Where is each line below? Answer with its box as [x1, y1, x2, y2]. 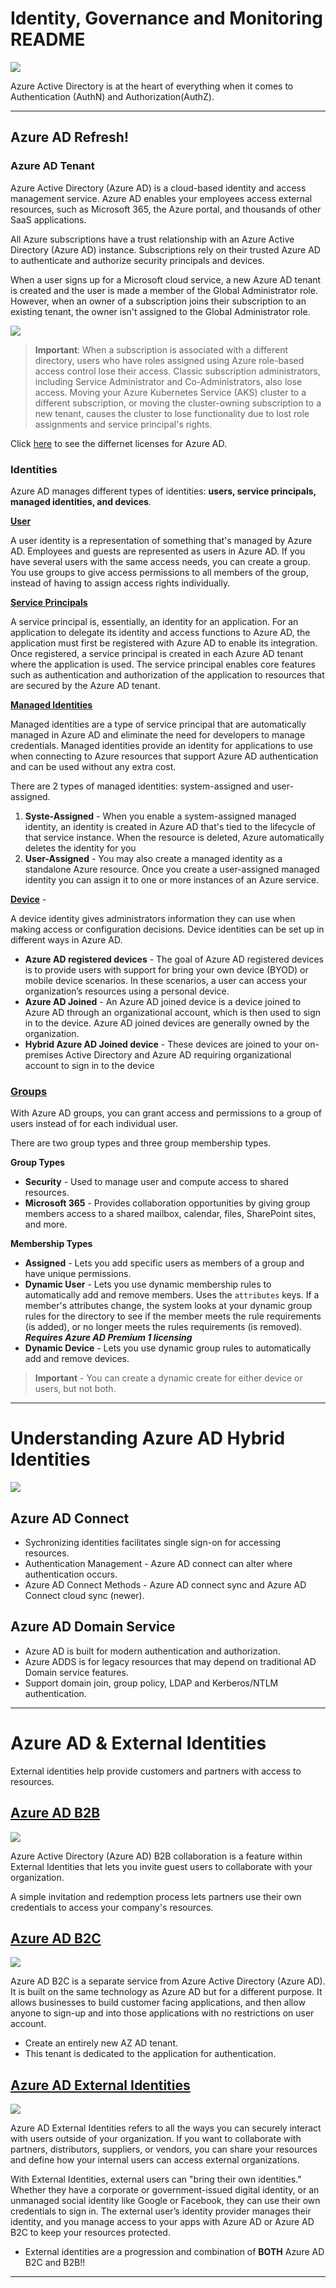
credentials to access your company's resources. [10, 1901, 214, 1913]
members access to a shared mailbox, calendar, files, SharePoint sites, [24, 1208, 317, 1220]
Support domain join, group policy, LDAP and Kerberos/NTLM [24, 1677, 279, 1689]
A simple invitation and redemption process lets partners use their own [10, 1890, 302, 1902]
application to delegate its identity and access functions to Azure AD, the [10, 626, 311, 638]
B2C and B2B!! [24, 2257, 86, 2269]
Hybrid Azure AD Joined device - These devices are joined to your [24, 1038, 303, 1050]
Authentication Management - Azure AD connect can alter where [24, 1557, 293, 1569]
